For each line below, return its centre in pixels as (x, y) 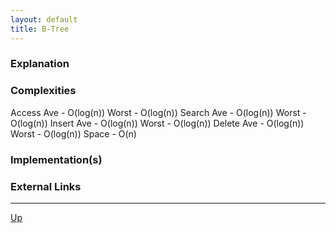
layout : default (44, 19)
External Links (46, 186)
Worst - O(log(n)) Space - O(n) (73, 133)
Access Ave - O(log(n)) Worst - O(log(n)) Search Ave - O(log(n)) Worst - (158, 112)
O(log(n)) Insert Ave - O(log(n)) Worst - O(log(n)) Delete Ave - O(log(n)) (157, 123)
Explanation (40, 64)
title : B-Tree (40, 29)
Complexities (43, 91)
